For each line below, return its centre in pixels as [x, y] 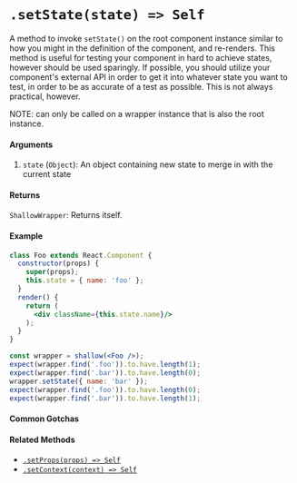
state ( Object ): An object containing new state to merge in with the [148, 164]
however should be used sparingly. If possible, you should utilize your [140, 67]
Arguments [31, 144]
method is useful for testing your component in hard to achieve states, [141, 57]
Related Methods [42, 439]
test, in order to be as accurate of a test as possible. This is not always [141, 86]
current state [47, 174]
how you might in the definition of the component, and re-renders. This [142, 48]
